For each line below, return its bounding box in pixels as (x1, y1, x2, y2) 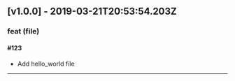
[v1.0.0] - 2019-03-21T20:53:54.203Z (7, 6, 177, 17)
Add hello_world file (17, 59, 75, 68)
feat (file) (7, 27, 40, 36)
